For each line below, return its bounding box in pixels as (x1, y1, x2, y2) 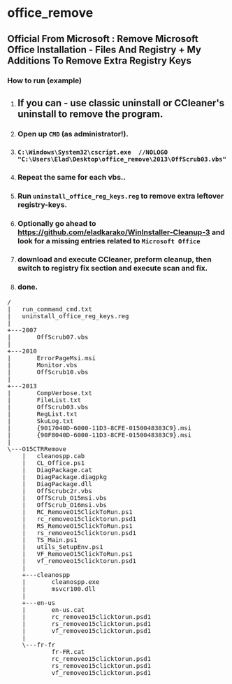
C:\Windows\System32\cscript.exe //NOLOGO (17, 148, 168, 156)
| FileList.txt (7, 396, 82, 404)
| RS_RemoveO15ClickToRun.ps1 (22, 522, 133, 529)
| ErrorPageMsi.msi (7, 354, 96, 362)
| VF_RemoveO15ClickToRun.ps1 (22, 550, 133, 557)
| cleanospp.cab (22, 452, 85, 459)
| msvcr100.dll (22, 585, 96, 592)
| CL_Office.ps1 (22, 459, 85, 466)
